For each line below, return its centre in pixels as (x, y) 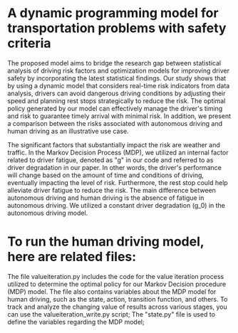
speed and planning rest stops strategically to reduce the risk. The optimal (117, 100)
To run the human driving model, (106, 242)
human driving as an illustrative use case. (68, 131)
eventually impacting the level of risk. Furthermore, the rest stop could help (118, 182)
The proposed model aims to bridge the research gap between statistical (114, 63)
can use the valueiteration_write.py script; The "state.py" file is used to (112, 314)
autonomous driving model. (48, 213)
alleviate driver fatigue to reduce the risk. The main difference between (112, 190)
